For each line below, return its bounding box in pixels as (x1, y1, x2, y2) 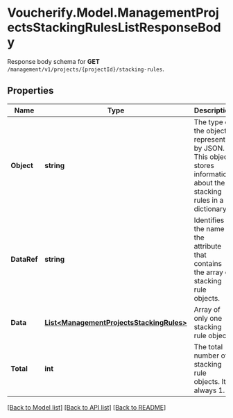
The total (193, 342, 223, 351)
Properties (7, 85, 54, 97)
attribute (193, 241, 222, 251)
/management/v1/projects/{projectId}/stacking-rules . (7, 65, 164, 73)
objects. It (193, 376, 227, 386)
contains (193, 258, 222, 268)
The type (193, 117, 223, 126)
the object (193, 126, 227, 135)
